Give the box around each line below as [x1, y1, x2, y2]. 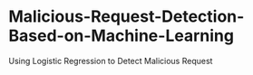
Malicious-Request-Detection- [8, 6, 245, 27]
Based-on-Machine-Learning [8, 25, 235, 46]
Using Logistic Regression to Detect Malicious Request [8, 55, 213, 66]
